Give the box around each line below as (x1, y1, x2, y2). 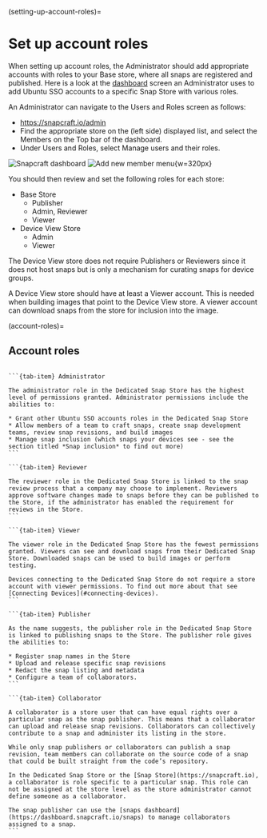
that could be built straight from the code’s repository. (8, 757, 209, 765)
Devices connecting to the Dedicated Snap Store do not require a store (8, 575, 256, 583)
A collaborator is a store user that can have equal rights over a (8, 708, 238, 716)
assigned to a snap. (8, 820, 78, 828)
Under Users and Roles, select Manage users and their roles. (19, 143, 221, 153)
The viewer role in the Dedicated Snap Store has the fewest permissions (8, 540, 260, 549)
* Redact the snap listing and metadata (8, 666, 145, 674)
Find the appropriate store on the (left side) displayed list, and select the (19, 126, 257, 135)
